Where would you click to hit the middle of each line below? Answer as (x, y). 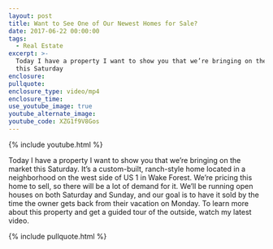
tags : (17, 39)
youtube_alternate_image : (52, 114)
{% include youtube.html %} (56, 144)
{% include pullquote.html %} (58, 236)
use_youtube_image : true (50, 106)
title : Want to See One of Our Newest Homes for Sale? (103, 24)
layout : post (30, 16)
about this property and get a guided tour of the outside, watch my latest (130, 212)
